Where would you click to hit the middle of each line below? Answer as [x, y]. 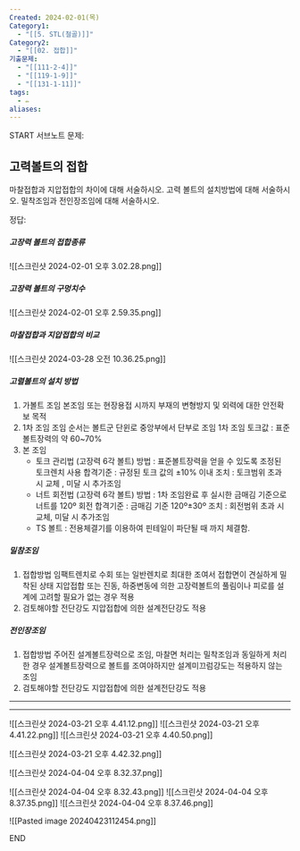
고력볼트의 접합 [49, 166]
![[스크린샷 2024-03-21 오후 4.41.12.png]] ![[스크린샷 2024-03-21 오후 [135, 723]
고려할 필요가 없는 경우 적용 [87, 596]
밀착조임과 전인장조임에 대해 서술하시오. [90, 201]
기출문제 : [24, 59]
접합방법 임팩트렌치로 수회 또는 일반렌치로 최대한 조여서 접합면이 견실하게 [150, 574]
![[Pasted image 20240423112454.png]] [83, 821]
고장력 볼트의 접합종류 [47, 241]
